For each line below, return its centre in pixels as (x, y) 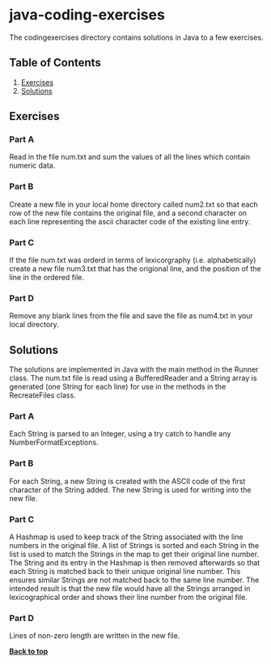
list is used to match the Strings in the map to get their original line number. (134, 554)
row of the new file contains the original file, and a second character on (128, 213)
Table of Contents (55, 63)
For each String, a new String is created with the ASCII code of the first (127, 481)
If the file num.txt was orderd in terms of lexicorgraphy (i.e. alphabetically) (133, 260)
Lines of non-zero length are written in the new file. (95, 636)
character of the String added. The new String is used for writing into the (130, 489)
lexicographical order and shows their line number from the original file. (128, 598)
